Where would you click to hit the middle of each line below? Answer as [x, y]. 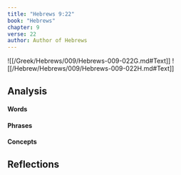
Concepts [22, 142]
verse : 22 [22, 34]
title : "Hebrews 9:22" [41, 14]
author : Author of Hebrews [47, 41]
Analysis [27, 91]
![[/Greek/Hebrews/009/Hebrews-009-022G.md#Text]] [89, 61]
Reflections [33, 164]
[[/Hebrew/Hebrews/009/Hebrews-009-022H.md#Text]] [91, 69]
